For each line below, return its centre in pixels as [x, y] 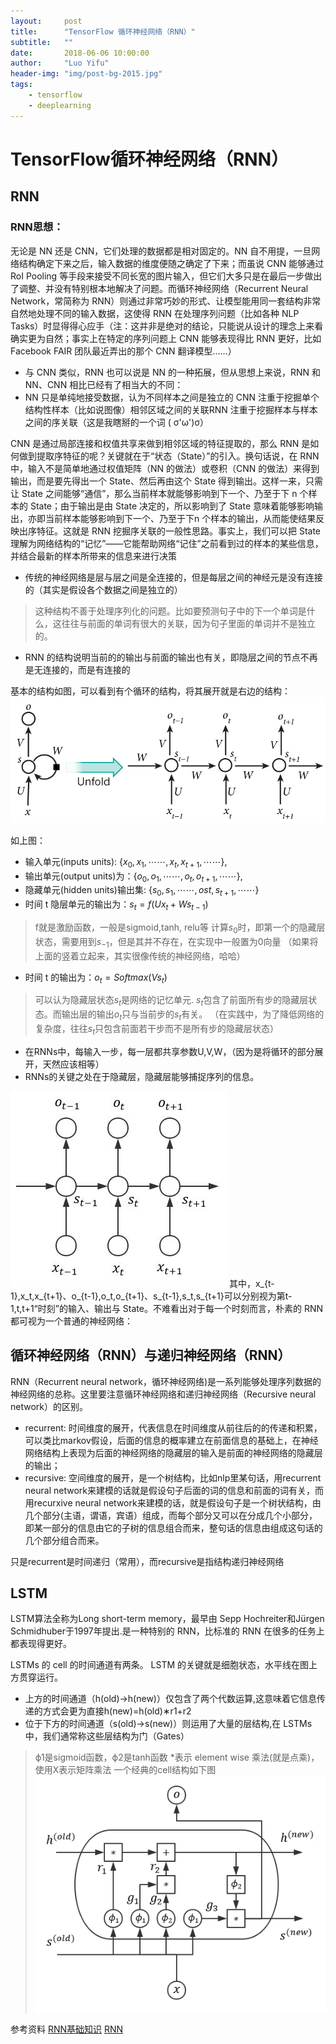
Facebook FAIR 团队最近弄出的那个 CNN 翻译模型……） [123, 351]
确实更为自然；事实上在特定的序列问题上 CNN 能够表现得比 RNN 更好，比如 [166, 338]
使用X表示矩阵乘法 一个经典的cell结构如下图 [125, 1770]
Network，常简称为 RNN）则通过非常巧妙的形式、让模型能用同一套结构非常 [166, 301]
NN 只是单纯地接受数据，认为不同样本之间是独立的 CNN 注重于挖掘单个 [172, 397]
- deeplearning [60, 105]
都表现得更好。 [41, 1644]
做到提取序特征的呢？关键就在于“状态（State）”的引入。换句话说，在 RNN [169, 456]
